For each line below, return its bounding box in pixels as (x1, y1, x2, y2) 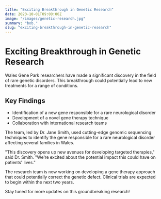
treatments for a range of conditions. (5, 83, 79, 89)
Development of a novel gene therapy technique (12, 115, 109, 120)
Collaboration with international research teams (12, 120, 107, 126)
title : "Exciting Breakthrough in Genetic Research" (5, 7, 114, 12)
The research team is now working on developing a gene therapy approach (5, 168, 155, 175)
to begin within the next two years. (5, 179, 74, 185)
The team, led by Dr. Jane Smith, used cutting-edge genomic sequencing (5, 129, 152, 135)
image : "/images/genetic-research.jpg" (5, 16, 86, 21)
